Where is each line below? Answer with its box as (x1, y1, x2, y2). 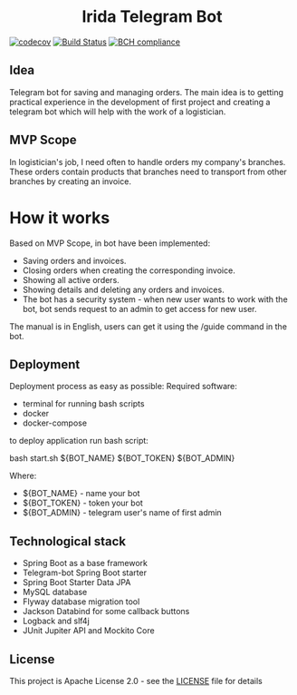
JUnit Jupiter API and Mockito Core (22, 625, 156, 636)
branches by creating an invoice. (9, 175, 131, 187)
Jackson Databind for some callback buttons (22, 606, 190, 617)
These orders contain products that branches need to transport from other (9, 166, 287, 177)
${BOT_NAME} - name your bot (22, 488, 140, 499)
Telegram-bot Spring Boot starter (22, 567, 148, 578)
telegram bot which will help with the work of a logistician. (9, 106, 226, 117)
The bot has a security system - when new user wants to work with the (22, 293, 288, 305)
